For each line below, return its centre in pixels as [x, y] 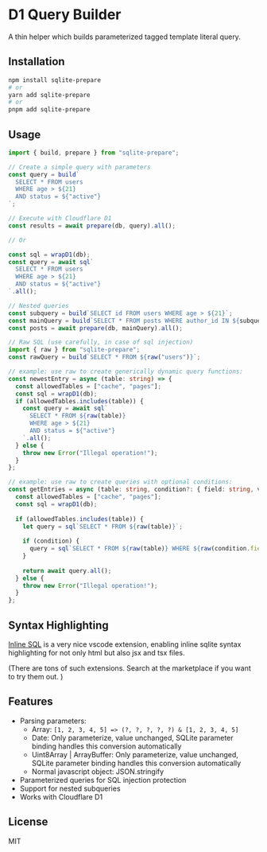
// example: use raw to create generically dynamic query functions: [126, 372]
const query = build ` [44, 174]
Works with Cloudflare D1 [61, 796]
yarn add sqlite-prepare [49, 95]
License [28, 822]
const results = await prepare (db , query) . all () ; [92, 226]
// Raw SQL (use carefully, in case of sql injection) [101, 342]
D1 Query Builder [65, 15]
